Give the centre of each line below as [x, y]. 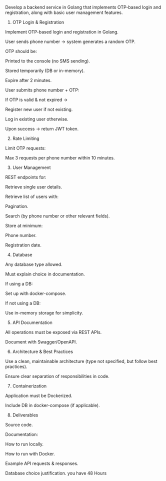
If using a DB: [19, 284]
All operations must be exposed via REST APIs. [53, 332]
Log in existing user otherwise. [37, 119]
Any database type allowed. [34, 264]
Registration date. [23, 245]
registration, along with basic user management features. [64, 12]
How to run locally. [24, 444]
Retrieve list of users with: [32, 196]
